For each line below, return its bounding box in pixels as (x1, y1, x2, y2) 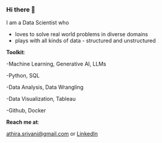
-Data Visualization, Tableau (6, 96, 76, 103)
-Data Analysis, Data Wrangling (6, 84, 84, 91)
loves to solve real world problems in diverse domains (14, 31, 148, 38)
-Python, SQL (6, 72, 40, 79)
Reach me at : (6, 118, 40, 126)
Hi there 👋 (6, 5, 36, 14)
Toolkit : (6, 49, 26, 56)
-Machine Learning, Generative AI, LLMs (6, 60, 107, 68)
